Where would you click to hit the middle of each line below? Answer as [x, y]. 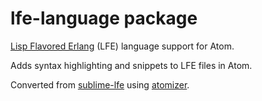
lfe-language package [104, 18]
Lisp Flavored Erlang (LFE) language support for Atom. [122, 46]
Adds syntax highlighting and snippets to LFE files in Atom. [131, 65]
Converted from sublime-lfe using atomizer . [100, 84]
